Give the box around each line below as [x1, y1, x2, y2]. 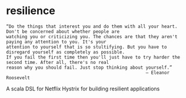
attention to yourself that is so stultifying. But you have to [6, 44, 167, 50]
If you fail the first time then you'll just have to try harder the [6, 54, 181, 60]
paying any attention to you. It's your [6, 39, 107, 45]
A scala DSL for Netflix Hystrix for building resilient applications [6, 85, 160, 92]
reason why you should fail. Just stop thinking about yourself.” [6, 65, 172, 70]
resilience [6, 4, 56, 18]
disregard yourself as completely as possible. [6, 49, 125, 55]
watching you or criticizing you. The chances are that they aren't [6, 33, 178, 39]
